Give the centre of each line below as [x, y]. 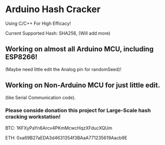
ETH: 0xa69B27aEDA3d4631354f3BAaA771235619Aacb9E [66, 137]
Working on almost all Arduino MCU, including [79, 49]
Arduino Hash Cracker [53, 9]
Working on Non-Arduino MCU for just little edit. [83, 85]
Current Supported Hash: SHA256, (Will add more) [58, 33]
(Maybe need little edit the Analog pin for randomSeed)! [63, 69]
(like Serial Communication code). [40, 97]
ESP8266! [22, 57]
